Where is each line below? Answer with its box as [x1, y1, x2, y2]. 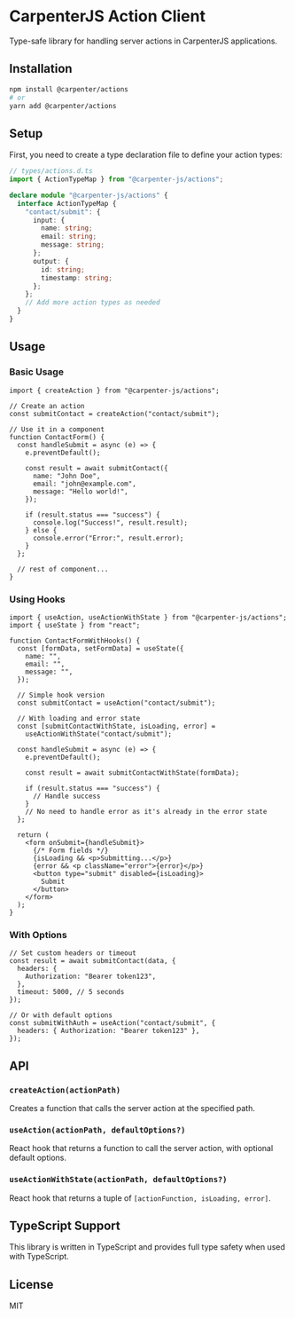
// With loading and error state [17, 714, 141, 722]
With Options [9, 928, 68, 941]
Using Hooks [9, 593, 66, 605]
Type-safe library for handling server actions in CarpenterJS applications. [9, 36, 277, 46]
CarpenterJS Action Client [9, 6, 206, 27]
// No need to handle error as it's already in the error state [25, 807, 268, 816]
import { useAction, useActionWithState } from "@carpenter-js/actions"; [9, 612, 288, 622]
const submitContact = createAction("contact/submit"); [9, 409, 220, 418]
